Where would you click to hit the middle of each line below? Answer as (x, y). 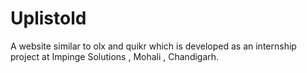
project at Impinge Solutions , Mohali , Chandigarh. (115, 56)
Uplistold (48, 18)
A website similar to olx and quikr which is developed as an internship (153, 46)
